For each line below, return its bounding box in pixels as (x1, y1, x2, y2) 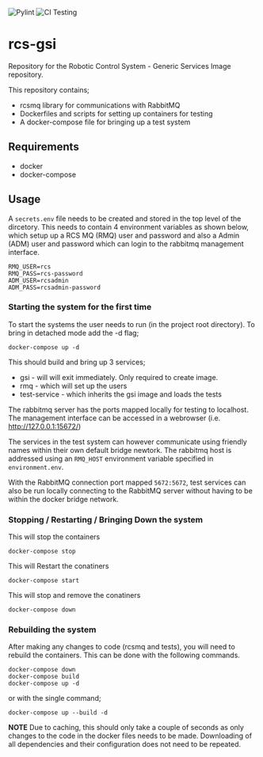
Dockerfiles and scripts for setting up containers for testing (19, 108, 213, 118)
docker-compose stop (8, 547, 77, 556)
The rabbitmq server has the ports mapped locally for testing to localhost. (8, 405, 250, 414)
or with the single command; (8, 694, 101, 703)
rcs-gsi (8, 36, 57, 53)
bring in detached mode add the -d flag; (8, 328, 139, 337)
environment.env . (8, 462, 64, 471)
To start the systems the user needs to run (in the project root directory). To (8, 319, 255, 329)
